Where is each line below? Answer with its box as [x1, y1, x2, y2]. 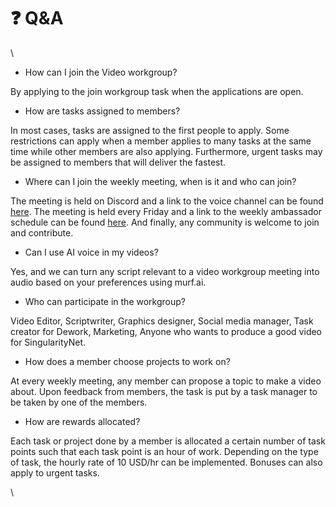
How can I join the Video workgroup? [24, 66, 178, 78]
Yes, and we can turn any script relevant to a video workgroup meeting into [10, 265, 320, 277]
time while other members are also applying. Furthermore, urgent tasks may [10, 145, 323, 157]
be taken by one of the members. [10, 396, 148, 408]
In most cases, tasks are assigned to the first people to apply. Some [10, 124, 290, 136]
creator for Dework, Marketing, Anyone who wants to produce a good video [10, 325, 323, 337]
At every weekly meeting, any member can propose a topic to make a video [10, 375, 322, 387]
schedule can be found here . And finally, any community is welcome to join [10, 216, 320, 228]
